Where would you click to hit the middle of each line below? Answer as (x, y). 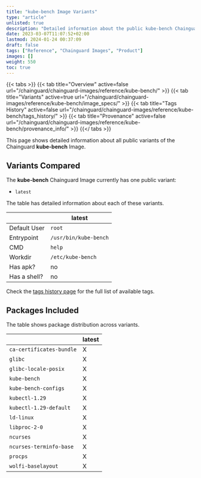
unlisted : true (25, 23)
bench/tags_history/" (32, 116)
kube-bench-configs (37, 389)
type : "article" (26, 17)
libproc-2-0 (26, 427)
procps (19, 456)
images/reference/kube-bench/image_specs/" (63, 103)
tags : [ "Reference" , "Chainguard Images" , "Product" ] (75, 51)
